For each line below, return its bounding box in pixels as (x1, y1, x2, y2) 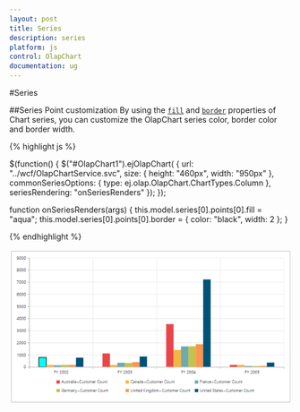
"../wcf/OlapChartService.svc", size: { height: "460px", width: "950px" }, (9, 168, 275, 178)
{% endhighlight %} (9, 231, 82, 242)
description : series (9, 33, 87, 42)
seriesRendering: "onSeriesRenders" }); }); (9, 187, 167, 197)
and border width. (9, 124, 76, 134)
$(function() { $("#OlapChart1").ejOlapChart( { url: (9, 159, 194, 169)
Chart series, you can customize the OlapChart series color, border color (9, 115, 278, 124)
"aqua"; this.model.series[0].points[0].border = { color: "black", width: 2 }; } (9, 214, 288, 224)
